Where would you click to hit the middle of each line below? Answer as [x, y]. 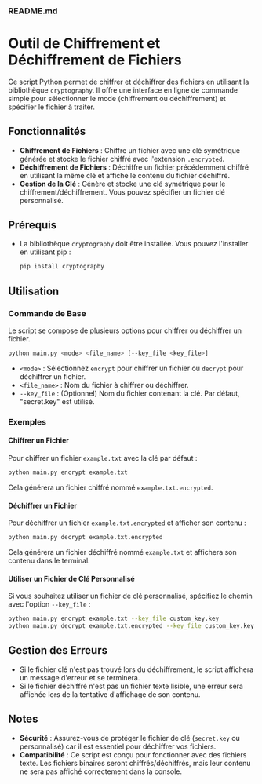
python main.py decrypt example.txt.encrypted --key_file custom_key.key [131, 626]
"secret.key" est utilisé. [57, 401]
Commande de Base [47, 313]
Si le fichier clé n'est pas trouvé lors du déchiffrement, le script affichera [136, 669]
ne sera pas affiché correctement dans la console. [101, 771]
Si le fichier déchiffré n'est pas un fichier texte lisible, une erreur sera [131, 686]
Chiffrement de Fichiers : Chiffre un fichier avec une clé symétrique [130, 150]
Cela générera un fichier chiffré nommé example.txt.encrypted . [111, 487]
